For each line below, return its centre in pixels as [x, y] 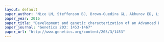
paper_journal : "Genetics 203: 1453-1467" [48, 28]
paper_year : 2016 [22, 18]
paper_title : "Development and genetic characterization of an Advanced [80, 23]
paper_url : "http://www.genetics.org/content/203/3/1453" [65, 32]
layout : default [21, 9]
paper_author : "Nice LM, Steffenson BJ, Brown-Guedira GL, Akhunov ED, [79, 14]
